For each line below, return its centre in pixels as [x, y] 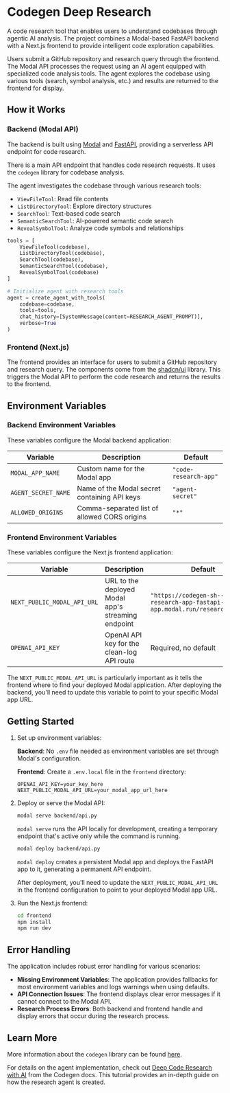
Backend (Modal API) [43, 129]
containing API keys [109, 497]
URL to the [122, 581]
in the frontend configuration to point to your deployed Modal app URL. [117, 890]
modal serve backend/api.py [57, 815]
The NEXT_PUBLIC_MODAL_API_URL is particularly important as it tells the [105, 678]
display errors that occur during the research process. [93, 1016]
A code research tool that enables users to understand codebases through [112, 31]
